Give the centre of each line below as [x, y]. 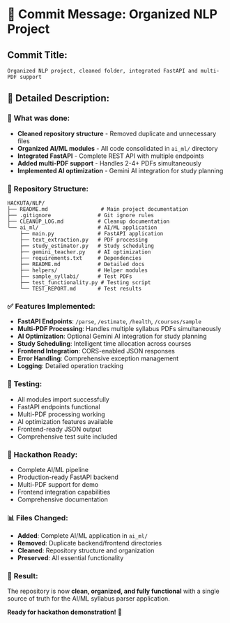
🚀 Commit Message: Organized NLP [113, 14]
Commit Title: [37, 55]
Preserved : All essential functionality [70, 558]
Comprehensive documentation [62, 499]
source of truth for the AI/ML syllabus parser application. [89, 599]
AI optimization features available [65, 421]
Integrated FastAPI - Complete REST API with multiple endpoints [110, 156]
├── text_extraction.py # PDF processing [84, 240]
